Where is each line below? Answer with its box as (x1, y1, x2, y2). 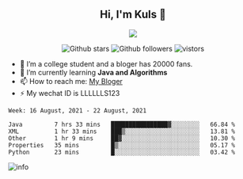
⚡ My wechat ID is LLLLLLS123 (19, 88, 120, 97)
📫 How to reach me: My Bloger (19, 76, 123, 86)
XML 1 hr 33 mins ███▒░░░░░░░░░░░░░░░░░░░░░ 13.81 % (8, 128, 236, 135)
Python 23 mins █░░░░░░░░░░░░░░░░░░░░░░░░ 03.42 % (8, 148, 236, 156)
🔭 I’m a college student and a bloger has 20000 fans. (19, 59, 193, 68)
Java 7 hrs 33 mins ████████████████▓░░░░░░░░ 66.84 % (8, 120, 236, 128)
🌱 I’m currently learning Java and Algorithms (19, 67, 168, 77)
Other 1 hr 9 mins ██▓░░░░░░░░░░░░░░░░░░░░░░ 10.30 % (8, 134, 236, 143)
